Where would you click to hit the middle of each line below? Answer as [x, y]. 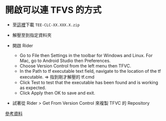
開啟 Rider [23, 45]
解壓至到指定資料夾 [32, 35]
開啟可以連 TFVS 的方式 [53, 10]
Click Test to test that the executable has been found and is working [89, 82]
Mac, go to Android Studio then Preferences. [65, 60]
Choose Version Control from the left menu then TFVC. [75, 66]
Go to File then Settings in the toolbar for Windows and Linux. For [86, 55]
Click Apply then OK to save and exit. [57, 93]
